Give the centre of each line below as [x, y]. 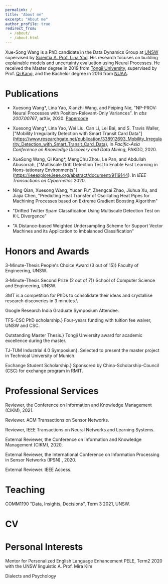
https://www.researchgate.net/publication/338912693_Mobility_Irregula [88, 139]
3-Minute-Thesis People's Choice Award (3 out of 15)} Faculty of [72, 265]
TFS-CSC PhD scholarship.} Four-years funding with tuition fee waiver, [78, 320]
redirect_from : [21, 29]
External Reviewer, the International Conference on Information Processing [82, 454]
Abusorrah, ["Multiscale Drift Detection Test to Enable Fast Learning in [85, 164]
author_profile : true [28, 24]
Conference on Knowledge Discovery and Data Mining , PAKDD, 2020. [85, 149]
